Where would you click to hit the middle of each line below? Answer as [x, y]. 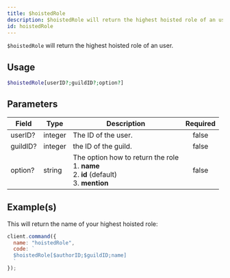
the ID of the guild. [102, 146]
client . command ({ [32, 236]
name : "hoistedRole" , [44, 243]
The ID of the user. [103, 135]
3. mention [91, 183]
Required [200, 123]
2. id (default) [95, 174]
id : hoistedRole [30, 26]
